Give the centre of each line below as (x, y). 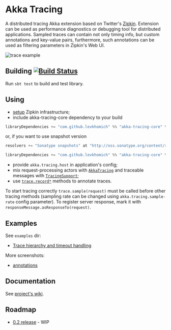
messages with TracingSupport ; (46, 176)
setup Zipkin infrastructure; (41, 112)
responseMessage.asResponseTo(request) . (48, 207)
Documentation (31, 281)
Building (19, 71)
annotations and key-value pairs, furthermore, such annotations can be (80, 40)
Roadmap (21, 310)
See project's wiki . (25, 293)
